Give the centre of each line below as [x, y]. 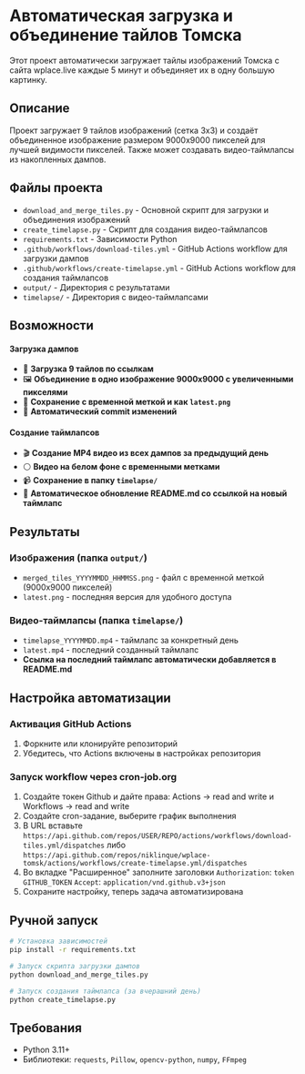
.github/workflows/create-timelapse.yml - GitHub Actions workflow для [159, 268]
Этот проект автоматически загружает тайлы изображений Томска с [144, 60]
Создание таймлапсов [55, 432]
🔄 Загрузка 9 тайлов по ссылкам [88, 369]
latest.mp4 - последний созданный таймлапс [111, 650]
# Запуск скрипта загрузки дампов [75, 966]
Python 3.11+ [46, 1050]
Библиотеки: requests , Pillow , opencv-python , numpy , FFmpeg [135, 1059]
